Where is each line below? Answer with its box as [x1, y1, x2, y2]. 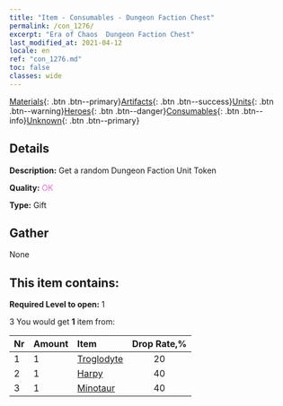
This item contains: [9, 275, 119, 290]
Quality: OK [9, 182, 54, 193]
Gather [9, 225, 49, 240]
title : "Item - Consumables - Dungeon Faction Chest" [9, 13, 216, 22]
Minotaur [76, 382, 116, 394]
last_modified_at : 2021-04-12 [9, 38, 123, 48]
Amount [32, 338, 69, 350]
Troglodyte [76, 353, 124, 366]
